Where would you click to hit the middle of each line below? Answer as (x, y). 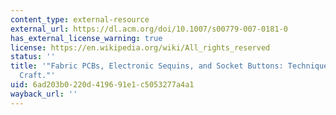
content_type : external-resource (80, 19)
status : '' (33, 57)
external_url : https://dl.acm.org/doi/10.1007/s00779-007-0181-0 (149, 29)
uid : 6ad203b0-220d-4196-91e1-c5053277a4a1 (102, 85)
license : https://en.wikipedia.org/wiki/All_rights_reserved (140, 47)
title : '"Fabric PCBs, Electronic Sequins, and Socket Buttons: (147, 66)
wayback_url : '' (44, 94)
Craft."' (37, 76)
